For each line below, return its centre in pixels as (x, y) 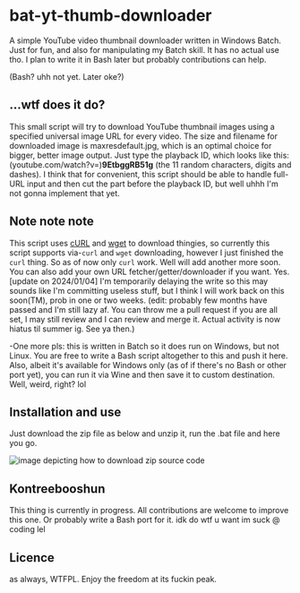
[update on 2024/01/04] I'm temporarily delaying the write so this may (139, 281)
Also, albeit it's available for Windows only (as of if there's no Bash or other (148, 365)
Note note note (51, 222)
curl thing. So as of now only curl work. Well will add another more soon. (145, 262)
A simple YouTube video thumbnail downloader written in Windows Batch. (146, 40)
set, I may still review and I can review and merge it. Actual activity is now (145, 319)
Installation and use (65, 412)
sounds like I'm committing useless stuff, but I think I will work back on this (147, 290)
